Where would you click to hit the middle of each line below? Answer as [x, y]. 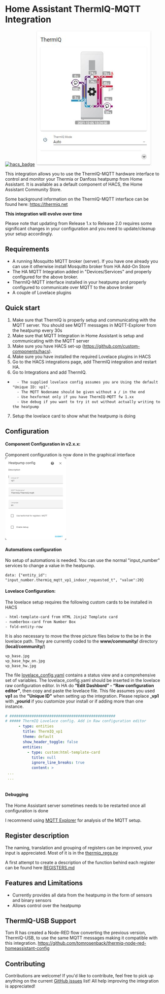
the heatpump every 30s [37, 330]
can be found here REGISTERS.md [40, 867]
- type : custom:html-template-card [63, 752]
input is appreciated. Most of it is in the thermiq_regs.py [62, 853]
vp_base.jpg [17, 656]
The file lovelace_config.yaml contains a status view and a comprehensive [81, 675]
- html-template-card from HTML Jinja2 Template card [62, 617]
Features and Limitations [44, 883]
